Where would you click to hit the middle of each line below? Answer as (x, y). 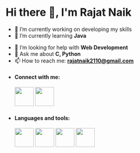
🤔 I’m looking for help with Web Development (71, 47)
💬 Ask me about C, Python (47, 53)
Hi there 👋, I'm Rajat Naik (69, 12)
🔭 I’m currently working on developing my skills (73, 29)
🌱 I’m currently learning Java (50, 35)
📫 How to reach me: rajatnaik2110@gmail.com (74, 61)
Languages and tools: (42, 118)
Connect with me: (37, 77)
